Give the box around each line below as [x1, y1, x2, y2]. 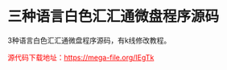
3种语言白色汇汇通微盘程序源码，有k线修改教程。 [7, 35, 171, 45]
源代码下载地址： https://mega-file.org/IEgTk [7, 52, 155, 62]
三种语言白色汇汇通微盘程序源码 [7, 7, 220, 26]
